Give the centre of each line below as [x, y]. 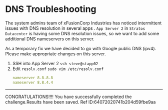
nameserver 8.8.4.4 [33, 82]
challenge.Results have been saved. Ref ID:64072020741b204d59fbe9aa [80, 102]
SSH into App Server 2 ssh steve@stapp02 [55, 63]
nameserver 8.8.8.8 [33, 78]
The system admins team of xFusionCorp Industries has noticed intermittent [83, 23]
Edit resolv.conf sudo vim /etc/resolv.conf [58, 69]
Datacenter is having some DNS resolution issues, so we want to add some [82, 33]
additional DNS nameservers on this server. [50, 39]
